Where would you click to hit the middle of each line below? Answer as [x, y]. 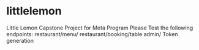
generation [20, 40]
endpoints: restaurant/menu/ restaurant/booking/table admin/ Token [92, 34]
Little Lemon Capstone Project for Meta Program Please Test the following [100, 28]
